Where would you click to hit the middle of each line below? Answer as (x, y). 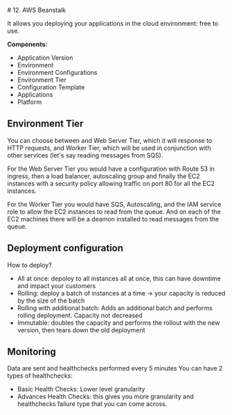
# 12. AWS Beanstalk (37, 10)
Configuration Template (51, 87)
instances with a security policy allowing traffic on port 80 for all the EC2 (111, 183)
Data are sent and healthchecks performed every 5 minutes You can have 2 (115, 369)
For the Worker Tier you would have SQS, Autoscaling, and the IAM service (114, 204)
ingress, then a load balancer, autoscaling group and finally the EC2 (104, 176)
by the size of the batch (51, 300)
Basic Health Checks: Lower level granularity (81, 389)
